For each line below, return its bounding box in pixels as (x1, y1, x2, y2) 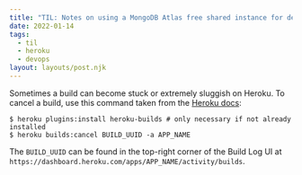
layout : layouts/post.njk (9, 64, 106, 73)
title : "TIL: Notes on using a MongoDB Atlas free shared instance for (9, 13, 283, 22)
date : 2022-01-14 (9, 22, 75, 31)
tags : (9, 30, 30, 39)
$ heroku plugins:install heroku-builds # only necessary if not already (9, 114, 292, 124)
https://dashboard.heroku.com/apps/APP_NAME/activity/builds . (9, 155, 245, 166)
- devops (17, 55, 50, 64)
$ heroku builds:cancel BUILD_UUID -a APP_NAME (9, 130, 191, 139)
